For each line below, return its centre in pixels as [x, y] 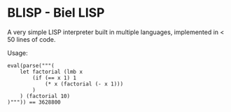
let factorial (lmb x [51, 72]
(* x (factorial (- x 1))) [84, 84]
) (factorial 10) [45, 96]
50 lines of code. [31, 39]
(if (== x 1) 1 [55, 78]
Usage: [17, 53]
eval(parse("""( [31, 65]
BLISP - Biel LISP [56, 13]
